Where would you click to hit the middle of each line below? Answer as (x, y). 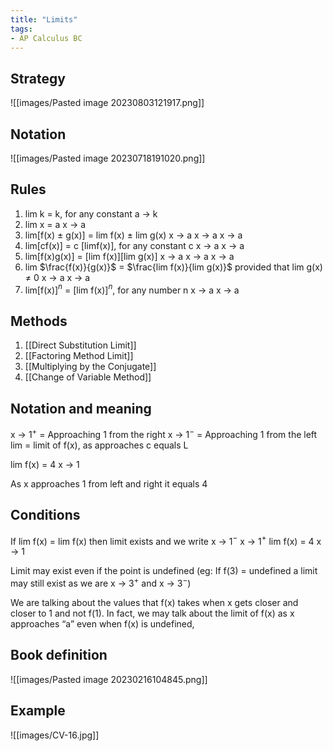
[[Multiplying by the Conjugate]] (90, 367)
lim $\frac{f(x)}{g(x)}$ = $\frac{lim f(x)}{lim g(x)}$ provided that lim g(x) (173, 267)
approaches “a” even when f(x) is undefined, (102, 623)
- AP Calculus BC (46, 38)
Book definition (59, 655)
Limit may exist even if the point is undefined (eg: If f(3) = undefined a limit (164, 571)
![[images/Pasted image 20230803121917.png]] (107, 103)
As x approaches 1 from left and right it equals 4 (109, 483)
